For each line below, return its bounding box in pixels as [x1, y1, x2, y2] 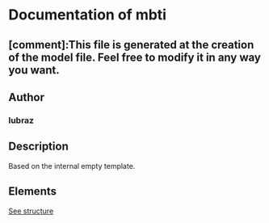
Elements [8, 184, 57, 199]
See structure [8, 206, 54, 216]
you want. [8, 63, 60, 77]
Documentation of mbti [8, 6, 167, 24]
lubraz [8, 115, 35, 126]
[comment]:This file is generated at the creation [8, 38, 254, 52]
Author [8, 90, 44, 104]
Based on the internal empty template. [8, 161, 136, 170]
